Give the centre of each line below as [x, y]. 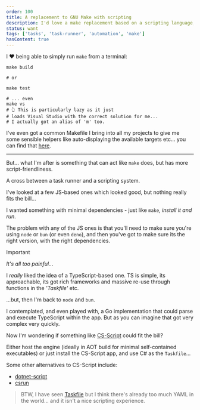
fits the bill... [21, 198]
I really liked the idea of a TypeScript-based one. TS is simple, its [86, 275]
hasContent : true [28, 39]
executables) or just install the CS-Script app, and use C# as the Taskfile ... [99, 353]
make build [20, 67]
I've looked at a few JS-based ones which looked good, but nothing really [96, 192]
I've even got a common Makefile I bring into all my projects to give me [93, 133]
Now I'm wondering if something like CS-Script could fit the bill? [85, 335]
